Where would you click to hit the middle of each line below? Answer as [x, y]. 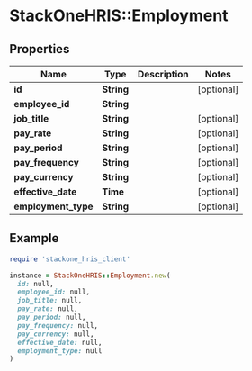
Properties [40, 49]
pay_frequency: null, [58, 325]
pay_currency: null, [56, 334]
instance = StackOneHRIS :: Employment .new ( [90, 276]
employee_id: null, [54, 292]
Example [34, 238]
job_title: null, [50, 301]
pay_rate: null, [48, 309]
